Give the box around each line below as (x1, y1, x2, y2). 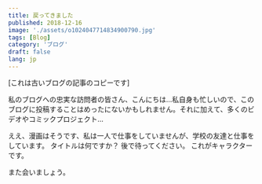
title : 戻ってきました (8, 11, 74, 20)
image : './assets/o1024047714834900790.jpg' (8, 26, 156, 34)
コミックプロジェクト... (28, 114, 104, 123)
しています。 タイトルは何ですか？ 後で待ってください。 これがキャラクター (8, 141, 253, 150)
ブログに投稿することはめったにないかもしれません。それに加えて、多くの (8, 104, 249, 114)
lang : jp (8, 56, 37, 64)
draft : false (8, 48, 51, 56)
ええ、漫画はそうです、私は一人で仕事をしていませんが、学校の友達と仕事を (8, 131, 255, 140)
